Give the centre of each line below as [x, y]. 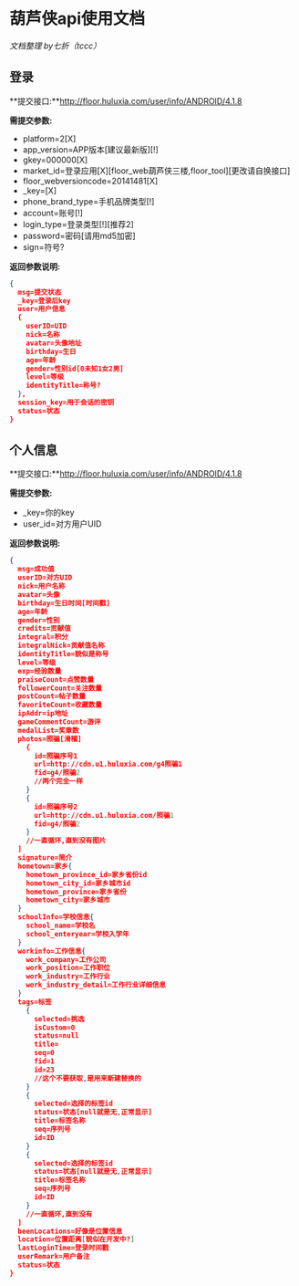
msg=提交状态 [40, 292]
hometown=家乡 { [45, 866]
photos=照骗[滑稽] [50, 739]
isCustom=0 [54, 1028]
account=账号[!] [53, 213]
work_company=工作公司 [66, 959]
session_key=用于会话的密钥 [66, 403]
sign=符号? [43, 246]
